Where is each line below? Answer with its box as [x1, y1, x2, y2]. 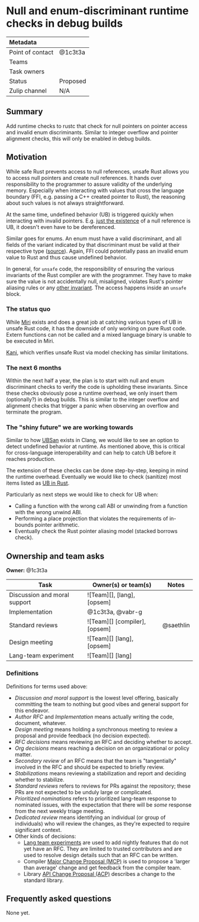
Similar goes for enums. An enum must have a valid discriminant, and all [6, 235, 182, 242]
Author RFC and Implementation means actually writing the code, [14, 713, 175, 720]
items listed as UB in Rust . [6, 479, 70, 486]
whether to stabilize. [14, 776, 65, 783]
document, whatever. [14, 719, 67, 726]
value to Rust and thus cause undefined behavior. [6, 253, 127, 261]
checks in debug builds [6, 17, 123, 30]
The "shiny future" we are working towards [6, 423, 133, 431]
